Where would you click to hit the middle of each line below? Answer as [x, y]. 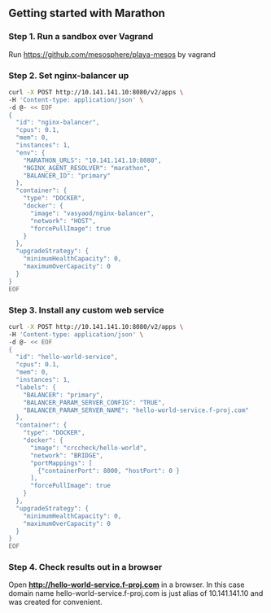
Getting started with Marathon [87, 13]
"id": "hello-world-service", [67, 357]
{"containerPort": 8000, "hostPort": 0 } [109, 471]
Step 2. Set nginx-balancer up [69, 75]
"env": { [31, 153]
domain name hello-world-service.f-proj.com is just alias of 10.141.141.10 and [136, 593]
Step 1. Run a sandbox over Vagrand [81, 37]
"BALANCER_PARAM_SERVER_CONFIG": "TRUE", [94, 402]
